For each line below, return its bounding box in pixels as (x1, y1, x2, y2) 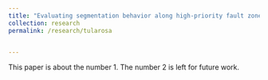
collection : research (8, 19, 81, 27)
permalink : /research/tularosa (8, 26, 112, 34)
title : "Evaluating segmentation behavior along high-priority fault (8, 11, 245, 20)
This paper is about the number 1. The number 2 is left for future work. (8, 62, 240, 72)
